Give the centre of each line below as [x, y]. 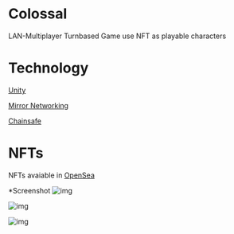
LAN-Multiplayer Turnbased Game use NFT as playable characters [117, 36]
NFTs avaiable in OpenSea [52, 175]
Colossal [38, 14]
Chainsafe [25, 121]
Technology [49, 68]
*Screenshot [29, 190]
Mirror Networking [39, 105]
